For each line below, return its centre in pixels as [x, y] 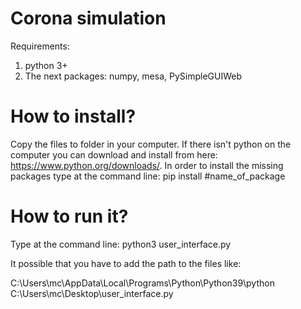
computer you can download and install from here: [114, 154]
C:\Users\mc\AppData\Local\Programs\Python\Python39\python [142, 283]
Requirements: [40, 46]
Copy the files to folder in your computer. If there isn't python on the [151, 144]
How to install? [73, 116]
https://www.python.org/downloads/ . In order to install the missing [147, 165]
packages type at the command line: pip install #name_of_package [148, 176]
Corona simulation [88, 18]
